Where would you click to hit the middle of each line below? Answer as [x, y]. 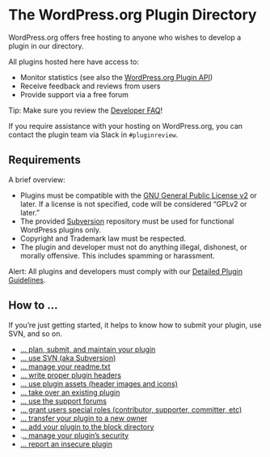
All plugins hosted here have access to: [74, 62]
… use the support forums [63, 401]
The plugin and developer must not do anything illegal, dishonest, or [134, 247]
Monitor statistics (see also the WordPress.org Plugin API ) [116, 77]
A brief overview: [37, 179]
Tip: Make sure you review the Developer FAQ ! [86, 110]
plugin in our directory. [46, 45]
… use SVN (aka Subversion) [68, 357]
